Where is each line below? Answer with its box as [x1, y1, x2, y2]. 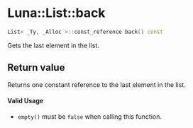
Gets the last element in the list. [7, 41, 99, 50]
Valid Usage [7, 97, 44, 105]
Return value [7, 62, 65, 74]
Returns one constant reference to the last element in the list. [7, 80, 186, 89]
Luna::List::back [7, 5, 106, 21]
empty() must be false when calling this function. [17, 112, 162, 121]
